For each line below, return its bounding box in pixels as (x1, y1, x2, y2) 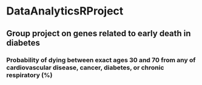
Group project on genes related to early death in (6, 28, 191, 39)
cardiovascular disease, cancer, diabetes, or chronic (6, 63, 164, 72)
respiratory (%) (6, 71, 53, 79)
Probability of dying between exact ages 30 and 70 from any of (6, 55, 196, 64)
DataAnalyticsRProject (6, 4, 124, 18)
